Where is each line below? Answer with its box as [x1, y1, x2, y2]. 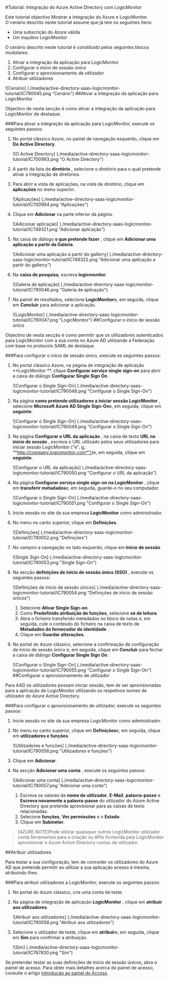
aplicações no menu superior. [12, 186, 75, 192]
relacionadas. [20, 808, 48, 814]
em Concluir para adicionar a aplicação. [12, 302, 97, 308]
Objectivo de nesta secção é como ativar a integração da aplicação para [5, 106, 156, 111]
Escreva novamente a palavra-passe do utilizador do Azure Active [20, 798, 159, 803]
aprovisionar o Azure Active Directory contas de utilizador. [17, 840, 139, 845]
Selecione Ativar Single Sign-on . [20, 605, 89, 611]
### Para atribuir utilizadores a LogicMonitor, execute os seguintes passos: [5, 879, 160, 885]
